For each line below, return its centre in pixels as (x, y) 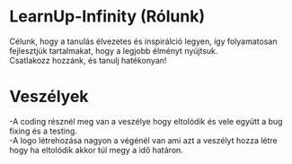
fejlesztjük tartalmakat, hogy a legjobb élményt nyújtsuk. (114, 50)
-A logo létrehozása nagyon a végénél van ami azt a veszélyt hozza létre (144, 140)
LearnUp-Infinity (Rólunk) (107, 17)
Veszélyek (49, 97)
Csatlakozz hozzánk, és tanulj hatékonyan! (88, 60)
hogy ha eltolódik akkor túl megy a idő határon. (97, 150)
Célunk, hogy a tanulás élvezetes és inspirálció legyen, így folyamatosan (143, 41)
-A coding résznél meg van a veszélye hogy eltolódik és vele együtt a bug (146, 121)
